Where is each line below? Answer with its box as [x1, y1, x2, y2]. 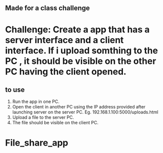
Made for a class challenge [5, 4, 90, 12]
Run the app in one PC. [12, 99, 59, 104]
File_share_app [5, 137, 68, 148]
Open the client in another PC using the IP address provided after [12, 104, 146, 110]
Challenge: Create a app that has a [5, 24, 150, 35]
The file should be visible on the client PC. [12, 120, 99, 126]
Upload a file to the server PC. [12, 114, 74, 120]
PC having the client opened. [5, 66, 127, 77]
